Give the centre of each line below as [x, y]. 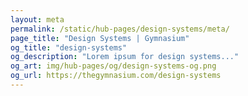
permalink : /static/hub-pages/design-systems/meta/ [120, 29]
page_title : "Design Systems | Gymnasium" [100, 38]
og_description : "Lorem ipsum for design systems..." [125, 57]
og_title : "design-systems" [69, 47]
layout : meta [37, 19]
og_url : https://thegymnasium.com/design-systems [116, 76]
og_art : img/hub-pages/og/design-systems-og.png [113, 66]
